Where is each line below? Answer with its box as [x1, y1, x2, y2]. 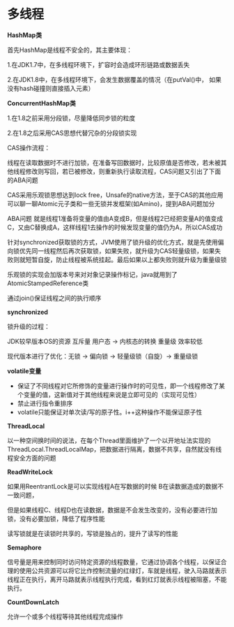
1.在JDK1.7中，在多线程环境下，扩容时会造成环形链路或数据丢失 [7, 60, 190, 69]
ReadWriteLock [7, 468, 54, 476]
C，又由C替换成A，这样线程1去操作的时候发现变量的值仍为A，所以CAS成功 [7, 223, 223, 231]
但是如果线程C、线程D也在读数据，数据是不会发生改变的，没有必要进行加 [7, 505, 218, 514]
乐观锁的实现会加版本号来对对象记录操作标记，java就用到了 [7, 270, 178, 278]
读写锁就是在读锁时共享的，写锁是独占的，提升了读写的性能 [7, 529, 178, 538]
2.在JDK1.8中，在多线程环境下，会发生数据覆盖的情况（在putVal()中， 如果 [7, 75, 221, 84]
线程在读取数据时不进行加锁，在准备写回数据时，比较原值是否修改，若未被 [7, 158, 221, 166]
